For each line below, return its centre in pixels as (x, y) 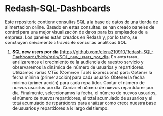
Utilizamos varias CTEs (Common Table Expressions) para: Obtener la (82, 72)
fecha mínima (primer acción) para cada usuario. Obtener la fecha (78, 77)
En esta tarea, (125, 57)
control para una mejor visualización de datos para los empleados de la (77, 32)
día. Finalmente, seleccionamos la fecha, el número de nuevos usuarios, (84, 93)
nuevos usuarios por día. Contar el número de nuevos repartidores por (83, 87)
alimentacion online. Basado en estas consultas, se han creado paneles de (80, 27)
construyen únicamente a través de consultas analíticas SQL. (66, 42)
